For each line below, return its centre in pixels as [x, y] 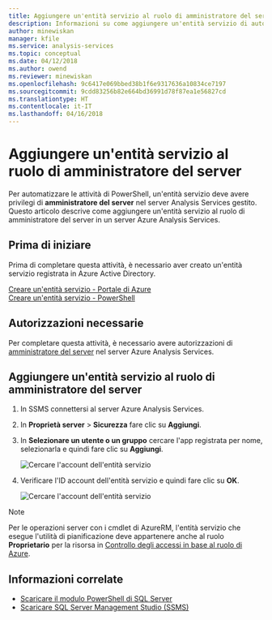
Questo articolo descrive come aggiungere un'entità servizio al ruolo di [127, 211]
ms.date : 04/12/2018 [43, 62]
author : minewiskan [41, 31]
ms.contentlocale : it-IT [50, 106]
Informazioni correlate [66, 579]
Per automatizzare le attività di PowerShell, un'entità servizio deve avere [129, 194]
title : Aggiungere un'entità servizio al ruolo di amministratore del [130, 16]
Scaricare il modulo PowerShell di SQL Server [96, 599]
